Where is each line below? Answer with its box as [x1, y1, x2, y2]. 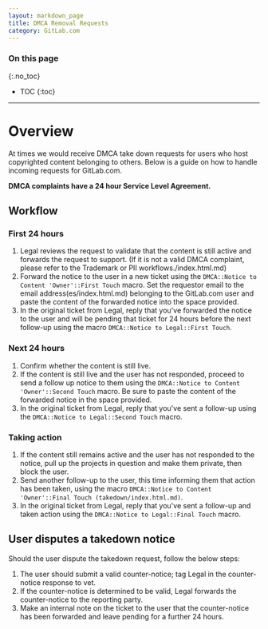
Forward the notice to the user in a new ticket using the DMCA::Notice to [19, 272, 257, 281]
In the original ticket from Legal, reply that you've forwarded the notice [19, 305, 253, 316]
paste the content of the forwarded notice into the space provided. [19, 297, 239, 307]
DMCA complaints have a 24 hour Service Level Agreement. [8, 181, 211, 190]
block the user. [19, 467, 69, 476]
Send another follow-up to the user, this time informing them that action [19, 475, 255, 484]
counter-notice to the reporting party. [19, 595, 144, 604]
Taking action [8, 432, 62, 443]
